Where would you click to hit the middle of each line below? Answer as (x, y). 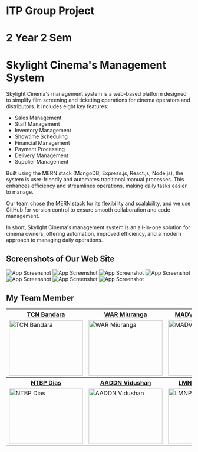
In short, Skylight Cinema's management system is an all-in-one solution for (98, 227)
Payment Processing (40, 149)
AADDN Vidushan (126, 382)
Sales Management (38, 118)
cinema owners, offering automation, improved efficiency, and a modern (94, 234)
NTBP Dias (46, 382)
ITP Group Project (50, 11)
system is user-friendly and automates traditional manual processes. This (95, 180)
